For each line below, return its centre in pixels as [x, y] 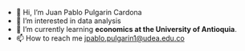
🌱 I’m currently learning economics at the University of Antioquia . [126, 29]
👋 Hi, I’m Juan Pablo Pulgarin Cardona [79, 12]
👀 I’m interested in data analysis [69, 21]
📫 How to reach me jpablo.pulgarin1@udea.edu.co [100, 38]
